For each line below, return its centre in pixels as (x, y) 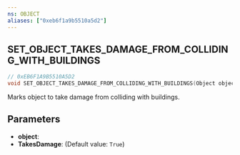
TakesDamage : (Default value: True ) (71, 144)
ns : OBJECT (24, 14)
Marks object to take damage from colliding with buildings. (94, 97)
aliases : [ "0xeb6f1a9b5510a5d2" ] (57, 21)
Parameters (34, 119)
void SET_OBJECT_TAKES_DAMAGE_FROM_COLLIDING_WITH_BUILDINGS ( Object (111, 84)
